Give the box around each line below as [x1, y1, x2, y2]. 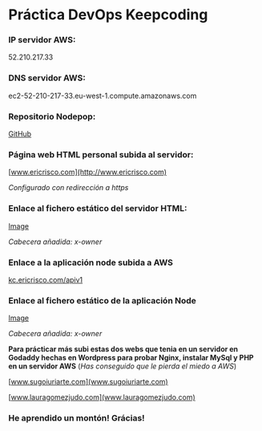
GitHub [8, 129, 32, 139]
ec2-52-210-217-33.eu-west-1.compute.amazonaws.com [8, 91, 197, 100]
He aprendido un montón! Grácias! [8, 413, 146, 424]
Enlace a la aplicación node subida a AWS [8, 257, 174, 268]
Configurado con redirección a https [8, 183, 129, 193]
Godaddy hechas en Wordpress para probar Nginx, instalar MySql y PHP [8, 353, 254, 363]
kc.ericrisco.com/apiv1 [8, 274, 83, 284]
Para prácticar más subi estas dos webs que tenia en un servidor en [8, 344, 239, 354]
